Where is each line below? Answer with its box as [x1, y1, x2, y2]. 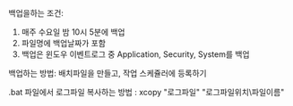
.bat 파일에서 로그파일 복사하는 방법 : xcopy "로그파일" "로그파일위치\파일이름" [8, 87, 285, 97]
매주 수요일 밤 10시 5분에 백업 [21, 27, 125, 37]
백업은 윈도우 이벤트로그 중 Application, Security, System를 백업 [21, 49, 250, 60]
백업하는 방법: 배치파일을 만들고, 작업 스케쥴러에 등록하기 [8, 68, 207, 78]
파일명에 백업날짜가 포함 [21, 38, 107, 48]
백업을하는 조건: [8, 8, 65, 18]
